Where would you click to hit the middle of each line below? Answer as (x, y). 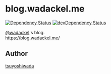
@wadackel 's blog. (25, 32)
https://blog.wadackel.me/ (33, 38)
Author (16, 54)
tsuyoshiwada (20, 65)
